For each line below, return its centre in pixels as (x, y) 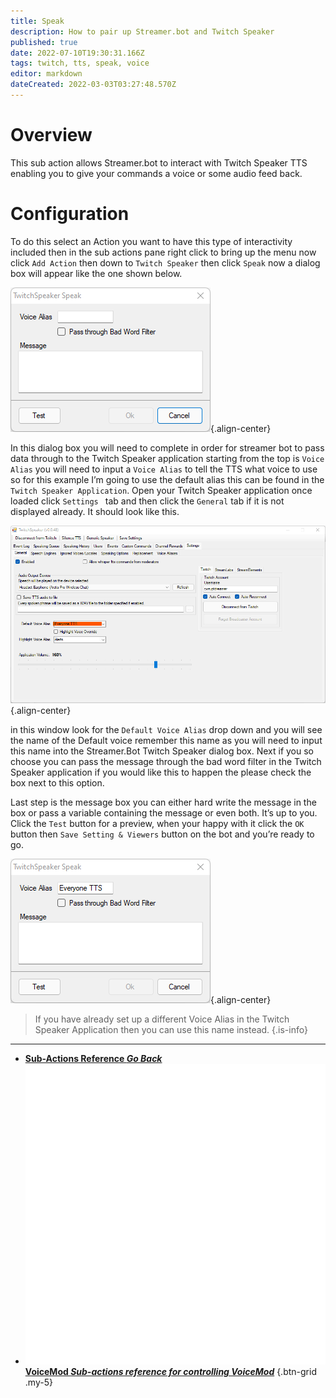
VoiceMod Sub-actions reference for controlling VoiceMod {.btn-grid (170, 1371)
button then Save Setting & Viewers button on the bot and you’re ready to (162, 834)
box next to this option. (57, 783)
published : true (44, 42)
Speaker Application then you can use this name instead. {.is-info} (171, 1030)
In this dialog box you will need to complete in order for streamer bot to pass (167, 447)
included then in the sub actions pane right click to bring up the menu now (163, 252)
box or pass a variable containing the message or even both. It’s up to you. (164, 813)
